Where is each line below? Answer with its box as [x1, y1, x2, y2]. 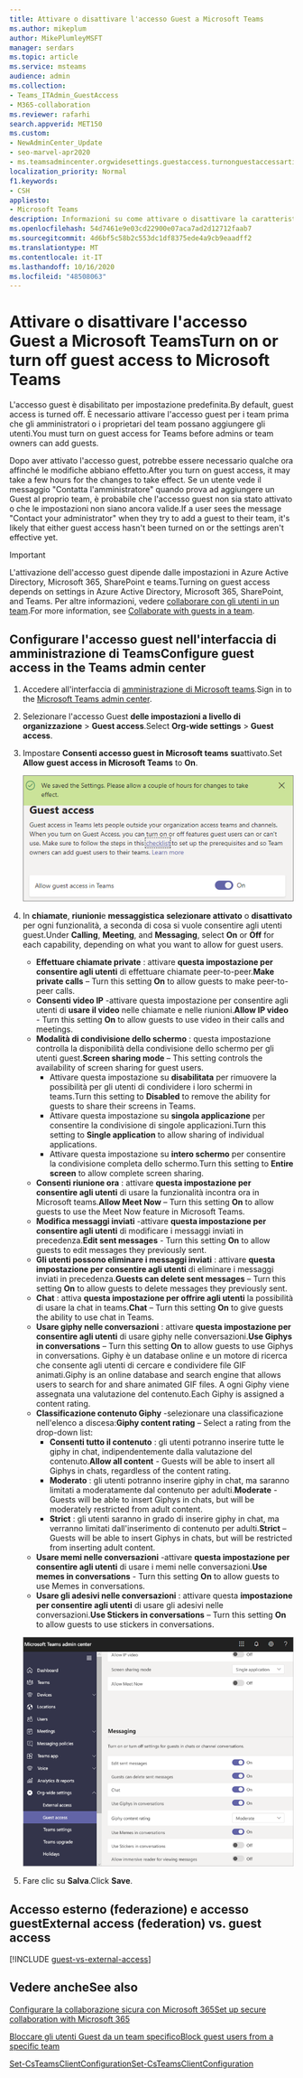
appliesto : [9, 195, 50, 205]
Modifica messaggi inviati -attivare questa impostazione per [35, 1216, 267, 1227]
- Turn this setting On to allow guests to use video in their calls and [35, 1015, 285, 1025]
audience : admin [9, 72, 70, 81]
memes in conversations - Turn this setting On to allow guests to [35, 1571, 280, 1582]
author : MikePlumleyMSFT [9, 33, 103, 42]
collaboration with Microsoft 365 [9, 2013, 131, 2024]
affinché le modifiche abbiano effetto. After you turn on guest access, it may [9, 465, 290, 476]
